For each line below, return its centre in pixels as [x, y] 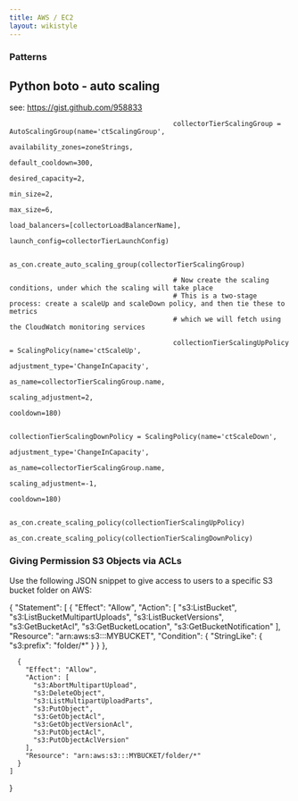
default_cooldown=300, [51, 163]
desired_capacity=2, [48, 179]
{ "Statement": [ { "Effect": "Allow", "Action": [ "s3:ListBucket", [123, 607]
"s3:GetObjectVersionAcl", [83, 724]
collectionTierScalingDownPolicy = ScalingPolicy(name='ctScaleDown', [143, 437]
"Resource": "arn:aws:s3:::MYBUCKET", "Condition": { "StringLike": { [136, 636]
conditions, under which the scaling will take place [112, 288]
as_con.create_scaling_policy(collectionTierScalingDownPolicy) [131, 539]
